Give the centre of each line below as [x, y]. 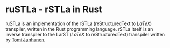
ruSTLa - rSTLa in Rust [54, 9]
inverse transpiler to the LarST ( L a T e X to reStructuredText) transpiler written [85, 34]
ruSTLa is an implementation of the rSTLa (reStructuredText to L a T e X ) [78, 23]
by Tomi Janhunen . [25, 40]
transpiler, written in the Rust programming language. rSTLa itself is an [79, 29]
